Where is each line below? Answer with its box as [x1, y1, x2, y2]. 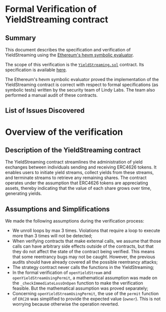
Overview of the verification [5, 126, 123, 137]
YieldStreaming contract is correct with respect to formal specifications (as [5, 82, 159, 88]
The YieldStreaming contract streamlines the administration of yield [5, 159, 143, 165]
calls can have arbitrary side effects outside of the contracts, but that [12, 243, 154, 249]
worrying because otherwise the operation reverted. [12, 301, 119, 307]
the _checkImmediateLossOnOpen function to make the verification [12, 280, 144, 286]
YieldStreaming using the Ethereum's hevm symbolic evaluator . [5, 52, 134, 58]
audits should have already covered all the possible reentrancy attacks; [12, 259, 158, 265]
